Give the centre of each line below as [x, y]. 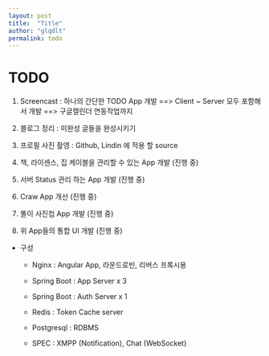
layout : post [30, 16]
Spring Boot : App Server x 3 [79, 281]
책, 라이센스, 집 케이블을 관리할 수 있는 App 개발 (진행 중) [109, 162]
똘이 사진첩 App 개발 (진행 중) [67, 214]
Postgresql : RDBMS [65, 328]
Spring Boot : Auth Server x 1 [79, 297]
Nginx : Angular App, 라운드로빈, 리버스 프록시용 [109, 265]
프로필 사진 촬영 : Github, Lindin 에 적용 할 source [99, 145]
